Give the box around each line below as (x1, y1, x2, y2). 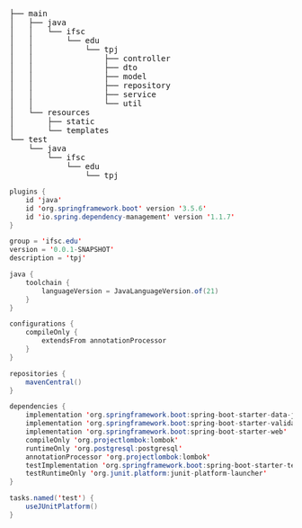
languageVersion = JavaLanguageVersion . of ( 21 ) (41, 286, 219, 296)
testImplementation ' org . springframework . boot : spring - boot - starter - (25, 461, 288, 470)
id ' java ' (25, 195, 63, 204)
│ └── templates (9, 126, 110, 135)
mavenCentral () (25, 378, 83, 387)
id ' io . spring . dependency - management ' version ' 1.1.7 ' (25, 212, 235, 221)
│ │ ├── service (9, 90, 157, 99)
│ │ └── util (9, 99, 143, 108)
